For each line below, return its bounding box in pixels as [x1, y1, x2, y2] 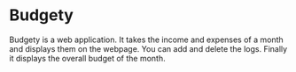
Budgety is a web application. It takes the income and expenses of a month [9, 34, 284, 45]
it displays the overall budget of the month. [9, 53, 166, 63]
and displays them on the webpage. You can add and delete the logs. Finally [9, 43, 288, 54]
